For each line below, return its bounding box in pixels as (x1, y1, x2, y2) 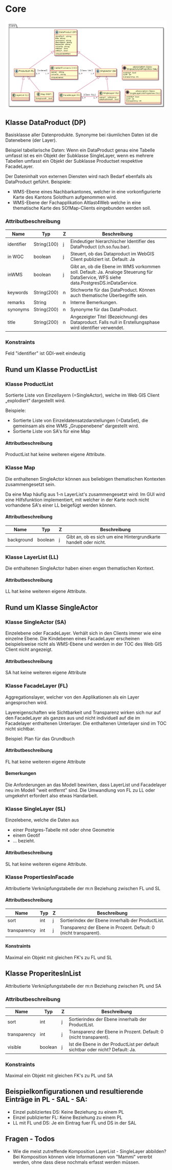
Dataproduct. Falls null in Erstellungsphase (70, 319, 160, 325)
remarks (7, 299, 25, 306)
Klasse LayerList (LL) (5, 553, 59, 560)
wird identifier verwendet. (70, 324, 124, 331)
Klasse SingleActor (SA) (5, 618, 67, 625)
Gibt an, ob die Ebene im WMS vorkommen (70, 263, 161, 269)
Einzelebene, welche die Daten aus (5, 817, 79, 823)
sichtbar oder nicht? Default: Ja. (69, 1047, 137, 1053)
